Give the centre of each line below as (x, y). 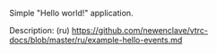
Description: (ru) (39, 30)
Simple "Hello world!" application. (71, 13)
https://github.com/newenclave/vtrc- (140, 30)
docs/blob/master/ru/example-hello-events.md (96, 40)
